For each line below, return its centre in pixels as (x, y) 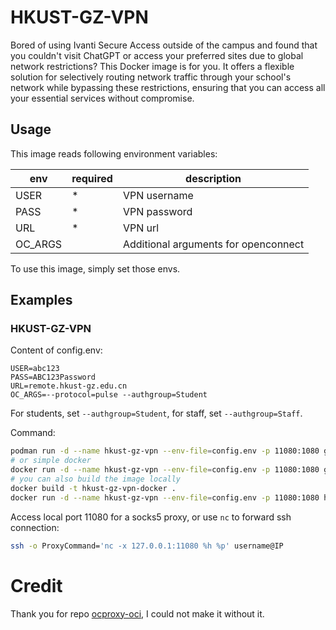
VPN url (141, 228)
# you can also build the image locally (96, 479)
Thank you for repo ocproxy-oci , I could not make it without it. (137, 613)
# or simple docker (51, 461)
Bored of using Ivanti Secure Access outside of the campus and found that (164, 45)
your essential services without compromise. (102, 98)
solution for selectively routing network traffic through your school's (151, 77)
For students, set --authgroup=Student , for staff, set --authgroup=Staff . (156, 413)
